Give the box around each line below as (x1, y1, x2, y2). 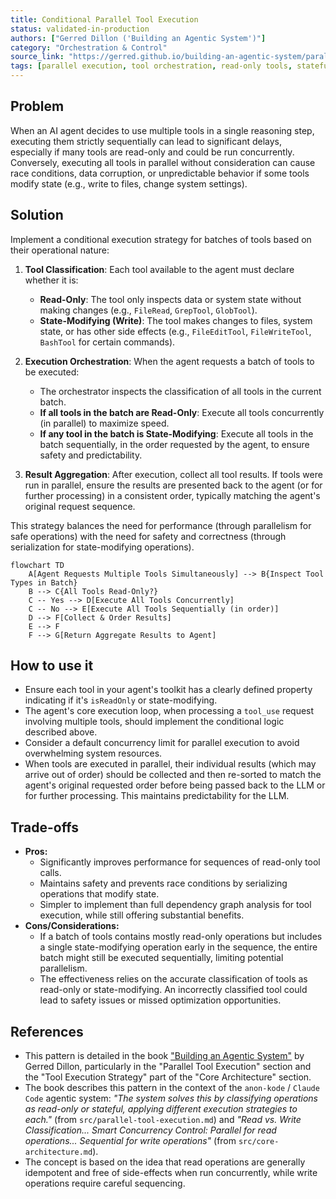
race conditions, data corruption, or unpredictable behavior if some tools (10, 167, 310, 179)
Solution (10, 207, 64, 224)
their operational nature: (10, 244, 110, 256)
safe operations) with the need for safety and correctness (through (10, 530, 287, 542)
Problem (10, 98, 65, 115)
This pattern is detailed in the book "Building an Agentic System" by (24, 1050, 305, 1062)
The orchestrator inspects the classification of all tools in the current (39, 385, 322, 397)
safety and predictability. (39, 449, 143, 461)
